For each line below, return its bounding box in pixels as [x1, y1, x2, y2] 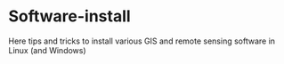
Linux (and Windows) [8, 44, 86, 55]
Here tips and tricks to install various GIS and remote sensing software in [8, 36, 276, 46]
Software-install [8, 6, 131, 27]
